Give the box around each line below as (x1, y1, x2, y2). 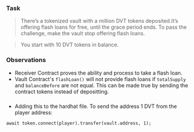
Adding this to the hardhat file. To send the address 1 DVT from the (14, 103, 177, 110)
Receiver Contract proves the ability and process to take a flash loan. (14, 69, 183, 76)
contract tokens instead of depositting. (14, 88, 109, 95)
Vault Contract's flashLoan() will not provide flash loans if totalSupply (14, 75, 186, 83)
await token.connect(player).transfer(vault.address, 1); (6, 120, 152, 126)
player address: (14, 109, 53, 116)
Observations (6, 56, 46, 64)
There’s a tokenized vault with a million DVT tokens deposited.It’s (20, 18, 179, 25)
